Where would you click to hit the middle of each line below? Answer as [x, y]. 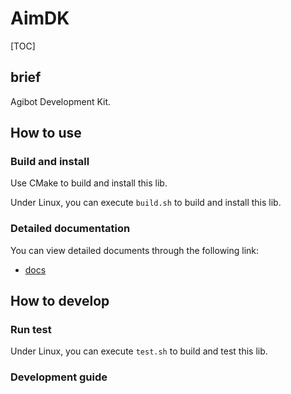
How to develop [60, 301]
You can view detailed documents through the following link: [135, 250]
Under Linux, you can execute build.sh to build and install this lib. [146, 203]
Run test [31, 330]
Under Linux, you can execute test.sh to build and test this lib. [139, 351]
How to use [46, 133]
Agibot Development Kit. [61, 101]
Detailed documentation [70, 229]
